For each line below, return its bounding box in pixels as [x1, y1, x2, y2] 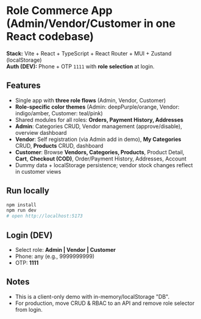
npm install [6, 202, 37, 208]
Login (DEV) [6, 230, 53, 240]
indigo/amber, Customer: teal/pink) [15, 109, 104, 116]
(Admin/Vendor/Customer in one [6, 16, 175, 30]
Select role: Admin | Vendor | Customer [15, 246, 116, 253]
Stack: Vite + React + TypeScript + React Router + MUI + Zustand [6, 49, 172, 57]
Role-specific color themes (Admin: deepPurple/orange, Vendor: [15, 103, 180, 110]
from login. [15, 306, 43, 313]
